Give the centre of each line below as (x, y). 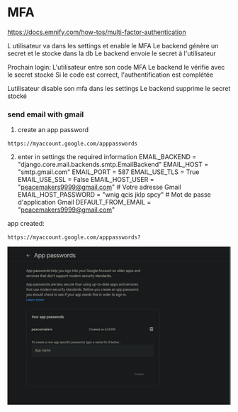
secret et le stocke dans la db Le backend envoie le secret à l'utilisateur (112, 53)
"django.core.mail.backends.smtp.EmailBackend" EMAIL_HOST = (113, 165)
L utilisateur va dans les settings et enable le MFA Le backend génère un (113, 45)
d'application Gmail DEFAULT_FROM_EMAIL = (84, 202)
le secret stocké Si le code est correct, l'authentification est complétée (110, 75)
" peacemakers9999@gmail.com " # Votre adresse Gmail (100, 187)
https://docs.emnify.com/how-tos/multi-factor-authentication (97, 32)
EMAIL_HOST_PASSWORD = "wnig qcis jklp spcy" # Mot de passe (114, 195)
